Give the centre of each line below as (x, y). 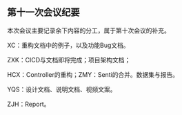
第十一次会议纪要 (43, 12)
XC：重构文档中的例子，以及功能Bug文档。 (68, 45)
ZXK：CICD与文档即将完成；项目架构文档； (69, 60)
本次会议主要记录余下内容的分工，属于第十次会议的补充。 (89, 30)
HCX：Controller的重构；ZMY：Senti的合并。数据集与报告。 (93, 74)
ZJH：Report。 (29, 104)
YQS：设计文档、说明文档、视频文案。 (62, 89)
